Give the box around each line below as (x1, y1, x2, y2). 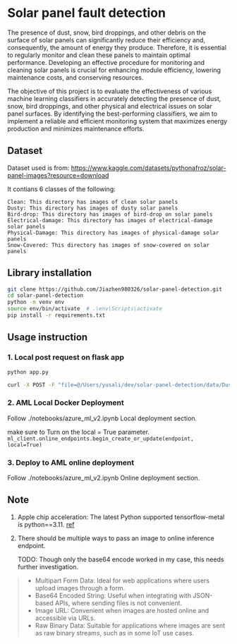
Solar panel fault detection (7, 5, 166, 21)
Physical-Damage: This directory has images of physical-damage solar (7, 229, 219, 236)
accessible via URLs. (35, 614, 96, 622)
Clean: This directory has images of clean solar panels (7, 198, 178, 205)
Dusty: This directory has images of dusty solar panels (7, 205, 178, 212)
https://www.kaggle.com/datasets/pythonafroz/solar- (71, 164, 226, 172)
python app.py (7, 368, 49, 375)
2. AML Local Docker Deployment (7, 398, 125, 408)
